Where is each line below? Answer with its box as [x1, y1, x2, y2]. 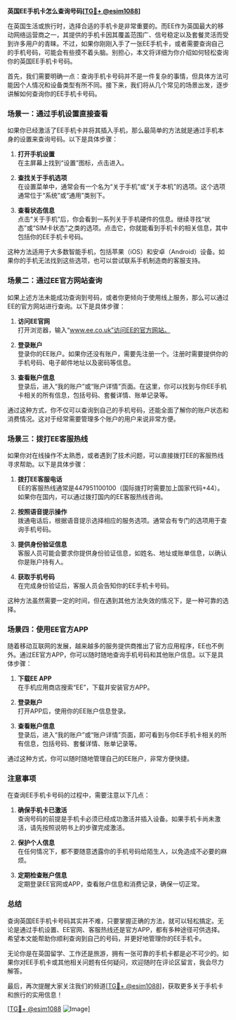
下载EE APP [17, 674, 52, 683]
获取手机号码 [17, 572, 55, 581]
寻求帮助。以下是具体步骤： [7, 460, 88, 468]
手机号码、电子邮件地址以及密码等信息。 [17, 358, 135, 367]
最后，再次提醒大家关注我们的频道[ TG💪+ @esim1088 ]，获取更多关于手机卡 [7, 981, 223, 990]
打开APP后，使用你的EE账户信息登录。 [17, 707, 130, 715]
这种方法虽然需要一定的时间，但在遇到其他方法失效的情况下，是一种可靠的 [7, 596, 223, 605]
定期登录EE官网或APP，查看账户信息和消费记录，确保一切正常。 [17, 880, 204, 888]
